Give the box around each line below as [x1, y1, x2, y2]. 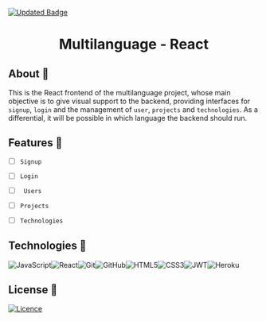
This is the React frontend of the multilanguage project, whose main [8, 88, 231, 97]
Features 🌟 [8, 136, 63, 150]
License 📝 [8, 283, 58, 296]
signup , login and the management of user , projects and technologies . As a [8, 105, 259, 114]
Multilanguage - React [58, 36, 209, 53]
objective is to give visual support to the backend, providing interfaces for [8, 96, 251, 106]
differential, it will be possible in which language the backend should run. [8, 114, 248, 122]
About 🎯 [8, 67, 49, 80]
